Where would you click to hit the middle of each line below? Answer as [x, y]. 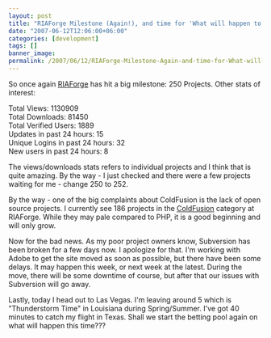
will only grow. [32, 225]
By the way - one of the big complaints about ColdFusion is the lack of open [134, 200]
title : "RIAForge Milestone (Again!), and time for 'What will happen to [135, 23]
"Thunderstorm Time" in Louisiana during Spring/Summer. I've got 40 [124, 308]
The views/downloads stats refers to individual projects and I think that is [130, 167]
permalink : [27, 61]
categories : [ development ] [54, 38]
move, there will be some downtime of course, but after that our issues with [134, 275]
